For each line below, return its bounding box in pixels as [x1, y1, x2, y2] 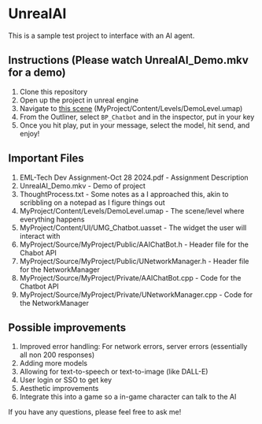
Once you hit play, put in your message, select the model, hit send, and [19, 120, 250, 130]
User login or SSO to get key [19, 375, 113, 385]
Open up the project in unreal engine [19, 95, 139, 105]
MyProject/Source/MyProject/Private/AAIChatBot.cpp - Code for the [19, 273, 242, 282]
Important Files [8, 151, 84, 166]
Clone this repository [19, 87, 88, 96]
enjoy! [19, 128, 40, 138]
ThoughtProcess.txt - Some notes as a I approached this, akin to [19, 189, 229, 199]
